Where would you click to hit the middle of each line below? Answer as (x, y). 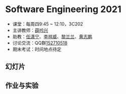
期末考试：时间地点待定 (37, 49)
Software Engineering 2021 (63, 9)
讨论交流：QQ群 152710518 (40, 43)
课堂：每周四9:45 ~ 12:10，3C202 (48, 24)
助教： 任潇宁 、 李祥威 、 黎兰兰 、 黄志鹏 (52, 36)
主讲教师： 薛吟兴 (30, 30)
